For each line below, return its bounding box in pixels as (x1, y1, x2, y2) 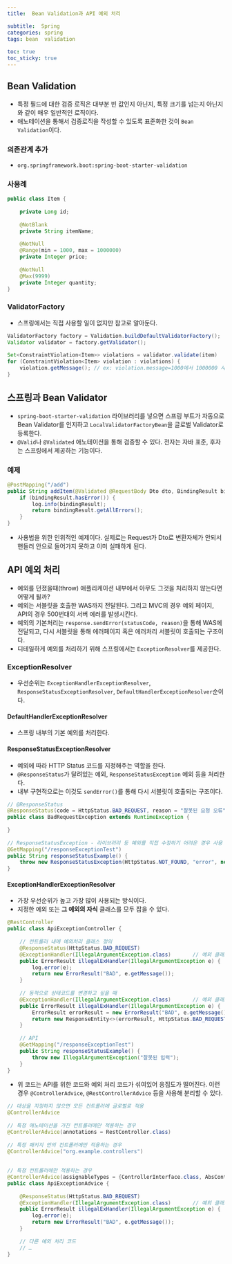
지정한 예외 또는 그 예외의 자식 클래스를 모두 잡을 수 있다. (17, 905, 170, 914)
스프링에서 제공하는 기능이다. (24, 446, 102, 454)
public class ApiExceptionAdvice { (7, 1180, 110, 1187)
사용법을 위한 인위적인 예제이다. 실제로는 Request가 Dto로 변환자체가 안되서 (17, 534, 222, 542)
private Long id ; (19, 208, 70, 215)
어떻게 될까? (17, 593, 50, 601)
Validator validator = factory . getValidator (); (7, 338, 147, 346)
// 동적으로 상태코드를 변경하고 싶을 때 (19, 990, 117, 997)
